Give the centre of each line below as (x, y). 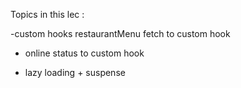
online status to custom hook (84, 53)
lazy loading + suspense (75, 72)
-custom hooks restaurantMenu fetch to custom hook (120, 33)
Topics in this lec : (47, 14)
